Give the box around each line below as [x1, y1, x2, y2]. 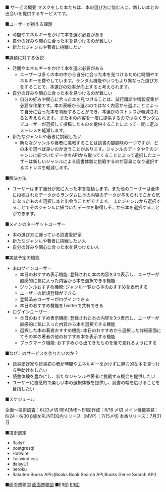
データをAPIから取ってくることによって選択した [54, 152, 152, 158]
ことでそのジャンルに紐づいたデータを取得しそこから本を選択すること [16, 204, 160, 210]
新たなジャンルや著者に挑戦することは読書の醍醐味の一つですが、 [19, 140, 155, 146]
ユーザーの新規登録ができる [19, 290, 77, 296]
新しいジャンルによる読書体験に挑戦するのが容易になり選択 [33, 159, 155, 164]
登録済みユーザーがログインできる [19, 296, 90, 302]
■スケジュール [5, 397, 35, 402]
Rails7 [12, 440, 25, 446]
